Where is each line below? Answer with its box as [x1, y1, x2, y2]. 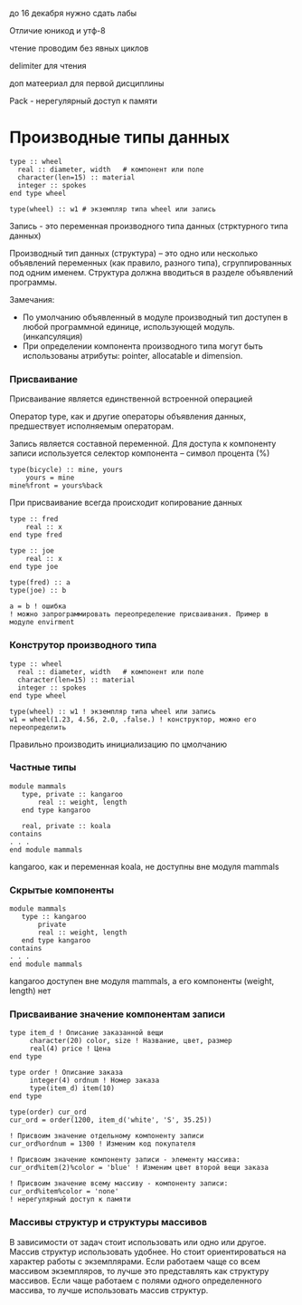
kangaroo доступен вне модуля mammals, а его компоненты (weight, [9, 976, 275, 987]
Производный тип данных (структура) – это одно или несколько [9, 247, 259, 258]
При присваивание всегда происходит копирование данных [9, 498, 242, 508]
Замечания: [9, 294, 55, 304]
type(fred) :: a [9, 578, 71, 587]
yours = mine [25, 473, 75, 483]
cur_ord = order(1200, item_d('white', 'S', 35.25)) [9, 1116, 212, 1125]
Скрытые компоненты [9, 884, 115, 896]
